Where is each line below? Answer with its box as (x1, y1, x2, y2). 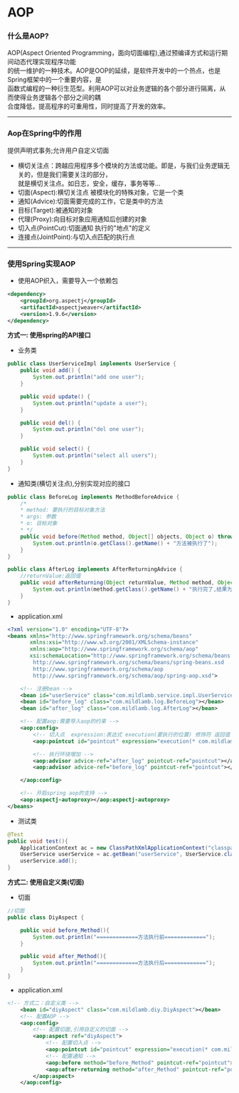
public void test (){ (7, 838, 69, 845)
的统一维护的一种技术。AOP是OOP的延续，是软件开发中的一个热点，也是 (7, 66, 221, 75)
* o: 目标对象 (20, 520, 58, 527)
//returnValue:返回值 (20, 572, 81, 580)
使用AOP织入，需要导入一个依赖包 (17, 276, 119, 285)
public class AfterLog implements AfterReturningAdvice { (7, 566, 183, 573)
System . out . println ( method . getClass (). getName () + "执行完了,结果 (33, 586, 228, 593)
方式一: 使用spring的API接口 (7, 331, 91, 340)
